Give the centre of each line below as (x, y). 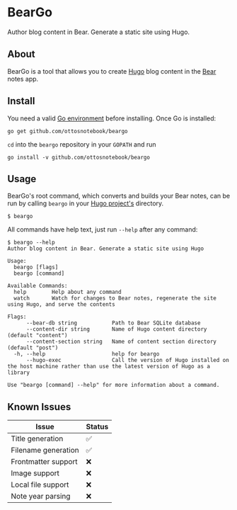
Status (97, 427)
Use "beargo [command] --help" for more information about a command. (114, 385)
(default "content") (38, 336)
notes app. (23, 79)
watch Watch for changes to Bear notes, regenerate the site (115, 298)
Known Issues (39, 407)
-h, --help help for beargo (87, 354)
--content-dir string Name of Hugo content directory (116, 329)
